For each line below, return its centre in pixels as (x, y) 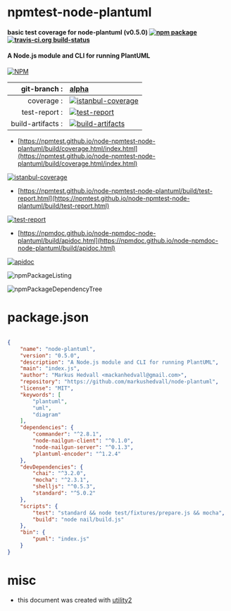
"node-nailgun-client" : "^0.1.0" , (83, 441)
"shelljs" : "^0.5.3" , (64, 487)
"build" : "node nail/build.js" (79, 519)
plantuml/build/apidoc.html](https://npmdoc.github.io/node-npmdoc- (118, 240)
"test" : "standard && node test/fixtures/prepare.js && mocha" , (129, 513)
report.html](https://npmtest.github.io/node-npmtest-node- (104, 198)
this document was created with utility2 (75, 600)
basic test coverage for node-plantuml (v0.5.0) (77, 32)
